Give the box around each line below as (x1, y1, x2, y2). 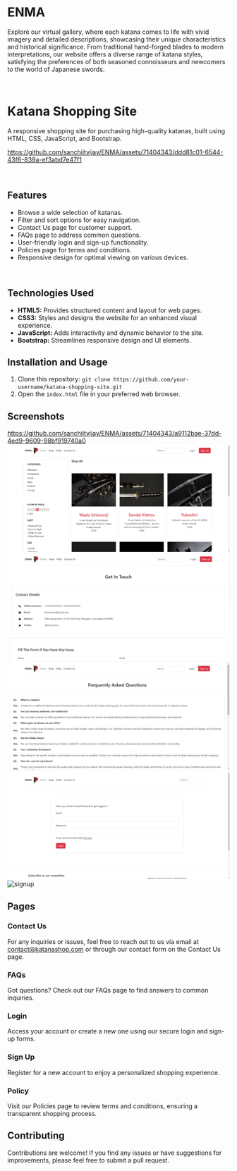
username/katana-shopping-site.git (17, 384, 123, 391)
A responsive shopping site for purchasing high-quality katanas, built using (7, 126, 226, 135)
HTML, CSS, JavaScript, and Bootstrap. (7, 134, 122, 142)
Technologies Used (7, 287, 94, 300)
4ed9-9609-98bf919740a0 (7, 436, 86, 445)
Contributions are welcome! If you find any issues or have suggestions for (7, 1148, 222, 1157)
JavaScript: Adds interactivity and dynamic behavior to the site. (17, 329, 204, 337)
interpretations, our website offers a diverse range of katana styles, (7, 50, 203, 59)
